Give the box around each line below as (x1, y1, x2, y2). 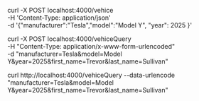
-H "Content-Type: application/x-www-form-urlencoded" (7, 42, 176, 50)
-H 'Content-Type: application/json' (7, 13, 112, 22)
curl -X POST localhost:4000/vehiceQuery (7, 35, 131, 43)
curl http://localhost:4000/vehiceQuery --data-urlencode (7, 71, 176, 79)
